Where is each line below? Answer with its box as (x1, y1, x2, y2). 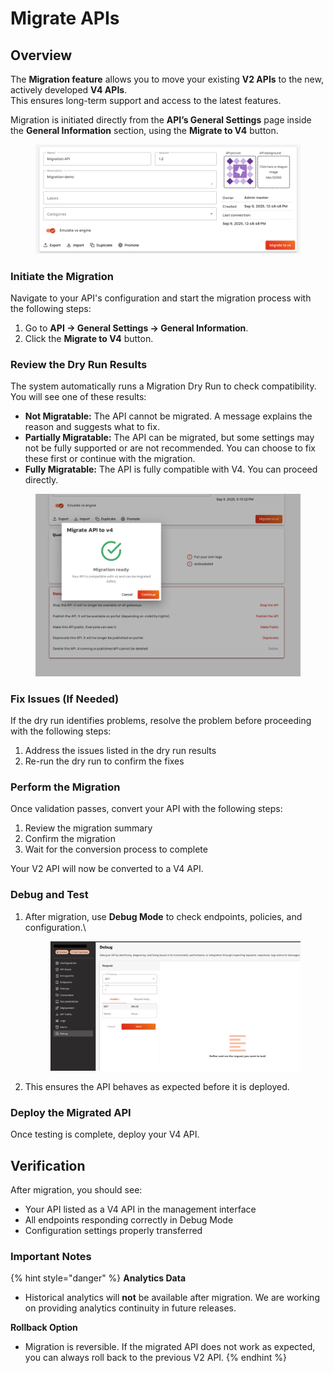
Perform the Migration (10, 780, 121, 794)
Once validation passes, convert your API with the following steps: (10, 803, 283, 815)
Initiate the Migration (10, 269, 115, 283)
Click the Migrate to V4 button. (24, 333, 154, 345)
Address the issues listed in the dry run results (24, 745, 217, 757)
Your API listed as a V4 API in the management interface (24, 1203, 257, 1215)
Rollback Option (10, 1322, 78, 1334)
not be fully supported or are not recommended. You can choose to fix (24, 442, 316, 454)
